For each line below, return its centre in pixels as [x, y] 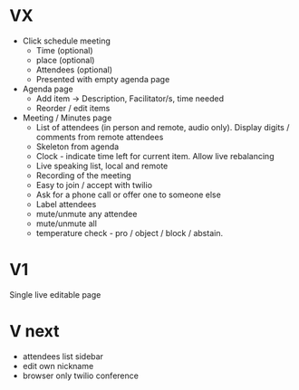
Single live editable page [55, 294]
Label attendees [66, 204]
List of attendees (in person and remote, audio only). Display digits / [163, 127]
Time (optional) [64, 50]
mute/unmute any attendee [87, 214]
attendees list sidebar [63, 356]
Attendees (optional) [74, 70]
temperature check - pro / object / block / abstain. [130, 233]
